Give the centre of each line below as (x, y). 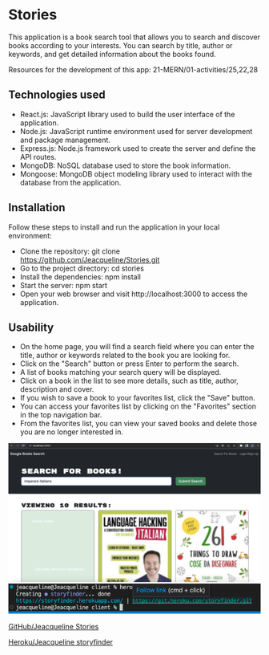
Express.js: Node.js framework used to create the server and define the (138, 148)
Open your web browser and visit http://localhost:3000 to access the (134, 294)
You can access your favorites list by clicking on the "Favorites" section (138, 406)
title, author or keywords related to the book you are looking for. (125, 356)
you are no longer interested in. (72, 432)
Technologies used (57, 95)
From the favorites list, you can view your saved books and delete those (139, 424)
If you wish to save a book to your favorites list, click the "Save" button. (138, 398)
